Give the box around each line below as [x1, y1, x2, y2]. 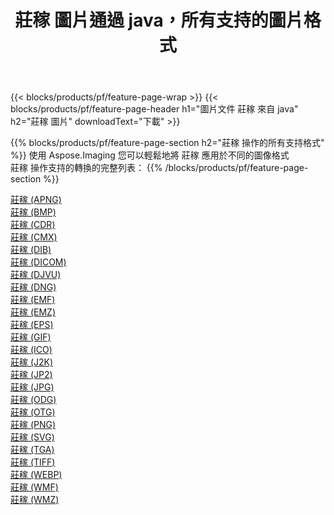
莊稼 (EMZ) [10, 306, 57, 318]
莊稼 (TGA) [10, 444, 55, 456]
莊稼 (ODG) [10, 394, 57, 406]
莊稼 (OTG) [10, 406, 56, 418]
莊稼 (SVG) [10, 431, 55, 443]
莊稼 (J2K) [10, 356, 54, 368]
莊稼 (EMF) [10, 294, 56, 306]
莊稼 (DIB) [10, 244, 52, 256]
